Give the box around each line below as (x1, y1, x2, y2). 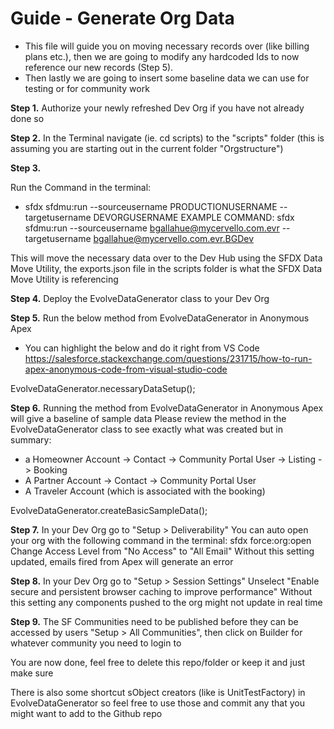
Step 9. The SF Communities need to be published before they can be (10, 615, 299, 627)
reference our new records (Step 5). (24, 61, 174, 73)
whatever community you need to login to (10, 637, 182, 649)
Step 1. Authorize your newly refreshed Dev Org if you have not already (10, 102, 305, 114)
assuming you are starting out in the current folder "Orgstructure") (10, 142, 284, 154)
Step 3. (10, 162, 42, 174)
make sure (10, 667, 54, 679)
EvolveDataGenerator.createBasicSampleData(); (10, 504, 208, 516)
